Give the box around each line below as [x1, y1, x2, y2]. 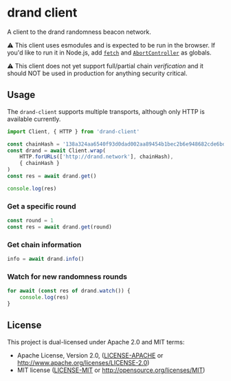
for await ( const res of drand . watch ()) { [7, 288, 131, 295]
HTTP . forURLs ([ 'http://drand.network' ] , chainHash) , [19, 153, 174, 160]
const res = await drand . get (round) [7, 223, 112, 231]
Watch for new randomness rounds [7, 271, 127, 281]
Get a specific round [7, 202, 77, 211]
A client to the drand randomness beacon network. [7, 28, 151, 36]
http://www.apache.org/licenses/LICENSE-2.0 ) [16, 358, 150, 367]
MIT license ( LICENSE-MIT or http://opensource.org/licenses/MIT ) [16, 366, 206, 374]
